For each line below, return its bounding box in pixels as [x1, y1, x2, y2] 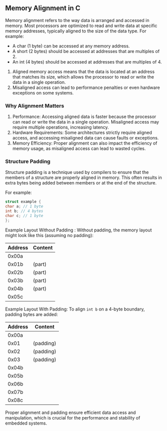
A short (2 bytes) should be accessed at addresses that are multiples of [12, 48, 160, 54]
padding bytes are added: [5, 311, 58, 317]
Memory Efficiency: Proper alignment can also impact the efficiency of [12, 140, 158, 146]
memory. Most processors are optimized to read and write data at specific [5, 22, 158, 28]
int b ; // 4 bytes [5, 208, 43, 214]
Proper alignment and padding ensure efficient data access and [5, 409, 136, 415]
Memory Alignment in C [5, 4, 81, 12]
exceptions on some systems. [12, 89, 74, 95]
